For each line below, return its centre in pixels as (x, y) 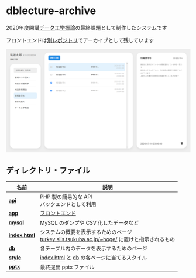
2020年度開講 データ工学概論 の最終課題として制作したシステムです (87, 28)
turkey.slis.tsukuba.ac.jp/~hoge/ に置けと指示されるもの (108, 239)
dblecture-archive (51, 11)
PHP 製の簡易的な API (66, 197)
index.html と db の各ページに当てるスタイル (94, 258)
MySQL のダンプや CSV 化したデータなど (90, 222)
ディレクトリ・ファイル (48, 170)
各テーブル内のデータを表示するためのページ (94, 248)
